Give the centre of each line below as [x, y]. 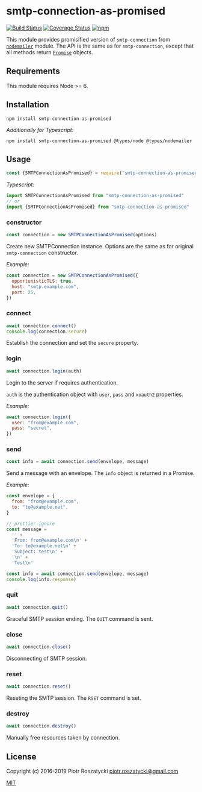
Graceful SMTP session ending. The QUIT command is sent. [80, 618]
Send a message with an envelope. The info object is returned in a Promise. [100, 473]
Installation [28, 105]
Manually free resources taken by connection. [63, 738]
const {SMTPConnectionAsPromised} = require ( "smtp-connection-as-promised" [103, 173]
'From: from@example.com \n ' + [49, 541]
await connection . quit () [37, 607]
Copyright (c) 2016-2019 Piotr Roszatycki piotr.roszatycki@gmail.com [92, 771]
